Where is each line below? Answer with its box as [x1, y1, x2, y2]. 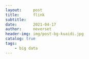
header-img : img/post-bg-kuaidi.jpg [5, 31, 84, 36]
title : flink [5, 12, 45, 17]
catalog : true [5, 36, 36, 42]
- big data [14, 46, 38, 51]
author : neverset [5, 27, 52, 32]
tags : [5, 41, 17, 46]
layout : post [5, 7, 43, 13]
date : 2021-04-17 [5, 22, 57, 27]
